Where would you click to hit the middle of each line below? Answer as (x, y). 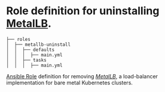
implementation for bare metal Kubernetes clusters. (70, 83)
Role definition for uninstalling (83, 11)
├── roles (19, 39)
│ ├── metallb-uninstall (38, 45)
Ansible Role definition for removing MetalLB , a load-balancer (82, 76)
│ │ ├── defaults (30, 50)
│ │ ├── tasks (26, 60)
